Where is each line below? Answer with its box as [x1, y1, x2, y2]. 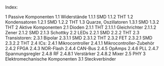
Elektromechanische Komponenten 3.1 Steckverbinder [5, 56, 116, 62]
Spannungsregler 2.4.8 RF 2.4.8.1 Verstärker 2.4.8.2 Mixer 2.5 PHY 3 [5, 51, 146, 57]
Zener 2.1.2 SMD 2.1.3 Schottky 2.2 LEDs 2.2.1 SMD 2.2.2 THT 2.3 [5, 30, 140, 35]
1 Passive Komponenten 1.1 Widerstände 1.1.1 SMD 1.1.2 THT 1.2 [5, 14, 134, 19]
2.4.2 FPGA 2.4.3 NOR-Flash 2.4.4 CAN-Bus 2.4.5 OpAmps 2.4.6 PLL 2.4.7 [5, 46, 159, 51]
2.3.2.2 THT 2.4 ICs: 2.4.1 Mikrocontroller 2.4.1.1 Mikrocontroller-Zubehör [5, 40, 155, 46]
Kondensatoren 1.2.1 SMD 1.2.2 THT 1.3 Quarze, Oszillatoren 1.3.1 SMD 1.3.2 [5, 19, 160, 25]
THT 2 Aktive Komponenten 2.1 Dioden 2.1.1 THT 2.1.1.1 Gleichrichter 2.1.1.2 [5, 24, 157, 30]
